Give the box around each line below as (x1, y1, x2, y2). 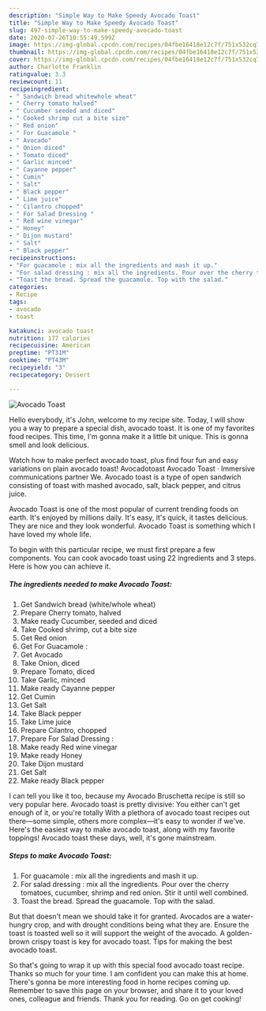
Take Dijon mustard (20, 759, 84, 769)
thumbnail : (9, 48, 45, 56)
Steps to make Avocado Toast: (9, 851, 112, 861)
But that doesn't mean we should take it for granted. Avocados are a (9, 911, 231, 921)
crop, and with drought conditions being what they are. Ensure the (33, 919, 249, 929)
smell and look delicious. (9, 440, 89, 449)
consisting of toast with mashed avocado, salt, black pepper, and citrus (9, 480, 242, 490)
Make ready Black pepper (20, 776, 105, 785)
